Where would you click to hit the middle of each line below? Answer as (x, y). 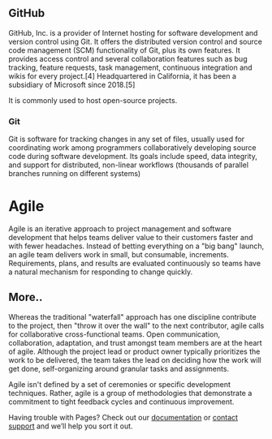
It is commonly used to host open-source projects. (93, 100)
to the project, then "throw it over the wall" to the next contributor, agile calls (136, 325)
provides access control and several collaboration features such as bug (128, 58)
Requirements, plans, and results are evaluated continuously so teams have (135, 264)
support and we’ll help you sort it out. (71, 426)
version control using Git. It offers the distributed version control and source (135, 41)
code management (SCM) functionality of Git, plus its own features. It (125, 50)
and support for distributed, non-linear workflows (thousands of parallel (129, 165)
